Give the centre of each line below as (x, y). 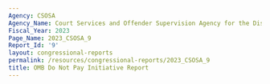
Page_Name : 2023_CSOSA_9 (50, 38)
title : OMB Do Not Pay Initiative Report (79, 68)
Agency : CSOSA (32, 16)
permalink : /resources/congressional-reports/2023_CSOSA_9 (109, 61)
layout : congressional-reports (61, 53)
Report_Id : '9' (34, 46)
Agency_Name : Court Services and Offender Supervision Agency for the (129, 23)
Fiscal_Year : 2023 (39, 30)
